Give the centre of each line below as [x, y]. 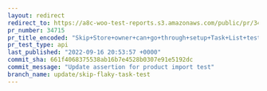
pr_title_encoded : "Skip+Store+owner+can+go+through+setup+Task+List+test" [136, 38]
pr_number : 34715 [36, 30]
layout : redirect [36, 15]
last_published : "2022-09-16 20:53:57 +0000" [84, 52]
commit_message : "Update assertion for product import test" [111, 67]
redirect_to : [29, 23]
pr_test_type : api [38, 45]
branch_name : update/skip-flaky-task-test [79, 74]
